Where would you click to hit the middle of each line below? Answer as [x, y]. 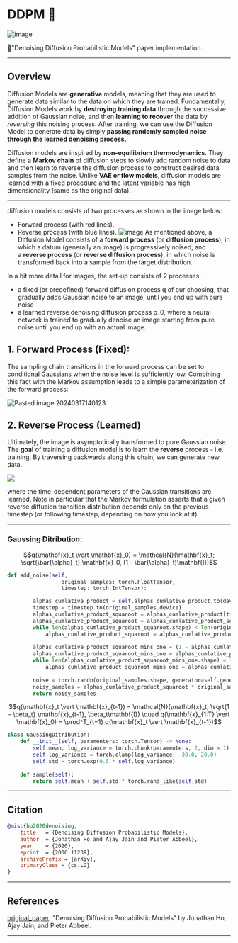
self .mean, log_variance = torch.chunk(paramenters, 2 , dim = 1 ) [131, 748]
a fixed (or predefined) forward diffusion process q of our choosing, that [123, 289]
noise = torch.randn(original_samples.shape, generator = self [125, 680]
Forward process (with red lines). [66, 224]
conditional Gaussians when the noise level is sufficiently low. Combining [114, 374]
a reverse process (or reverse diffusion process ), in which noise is [116, 254]
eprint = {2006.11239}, [57, 852]
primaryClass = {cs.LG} [55, 866]
